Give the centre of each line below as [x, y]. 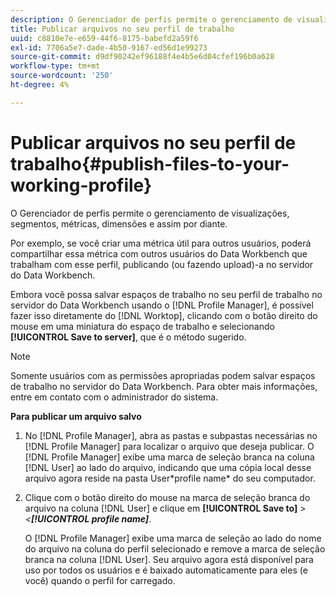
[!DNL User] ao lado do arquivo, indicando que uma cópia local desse [168, 467]
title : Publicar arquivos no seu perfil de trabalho [122, 29]
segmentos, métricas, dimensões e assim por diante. [119, 223]
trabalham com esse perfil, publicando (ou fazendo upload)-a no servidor [162, 264]
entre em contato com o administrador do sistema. [114, 397]
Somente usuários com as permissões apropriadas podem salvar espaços [163, 375]
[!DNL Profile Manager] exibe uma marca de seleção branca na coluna [169, 457]
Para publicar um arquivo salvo [76, 416]
